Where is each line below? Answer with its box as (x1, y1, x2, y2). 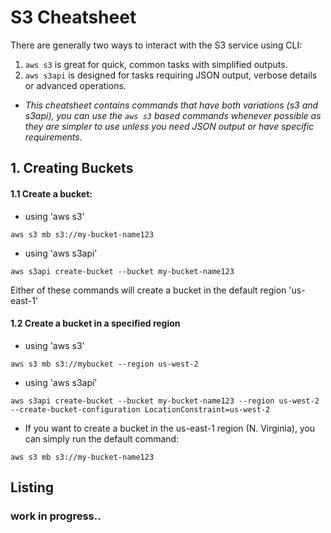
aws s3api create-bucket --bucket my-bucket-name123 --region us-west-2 (10, 396, 320, 406)
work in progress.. (10, 509, 102, 523)
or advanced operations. (24, 79, 127, 91)
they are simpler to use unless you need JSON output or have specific (24, 120, 315, 132)
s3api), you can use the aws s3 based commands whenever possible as (24, 109, 322, 121)
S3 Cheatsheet (10, 6, 137, 29)
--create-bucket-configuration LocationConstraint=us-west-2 (10, 404, 271, 415)
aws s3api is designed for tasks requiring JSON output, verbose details (24, 69, 318, 81)
